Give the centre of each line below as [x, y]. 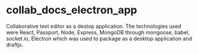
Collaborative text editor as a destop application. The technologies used [94, 26]
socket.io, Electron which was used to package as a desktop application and [99, 38]
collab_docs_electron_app [72, 10]
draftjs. [15, 45]
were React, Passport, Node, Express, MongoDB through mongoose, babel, [98, 32]
